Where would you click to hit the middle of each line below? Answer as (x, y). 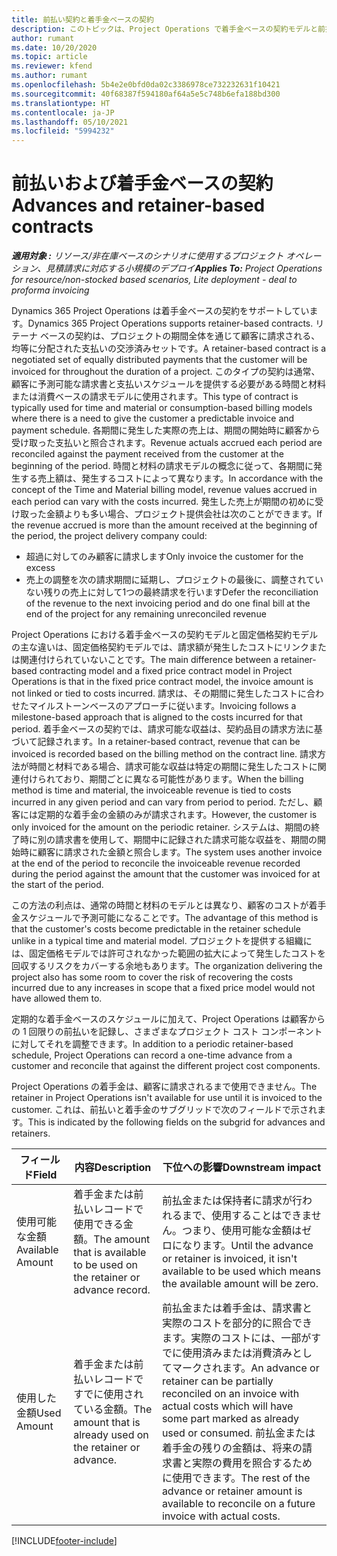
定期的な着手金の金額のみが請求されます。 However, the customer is (177, 815)
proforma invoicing (50, 290)
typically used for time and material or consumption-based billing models (162, 408)
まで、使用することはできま (246, 1216)
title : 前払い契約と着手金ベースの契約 (82, 19)
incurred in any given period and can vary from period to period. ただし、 (162, 802)
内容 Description (113, 1168)
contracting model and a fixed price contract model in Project (166, 671)
